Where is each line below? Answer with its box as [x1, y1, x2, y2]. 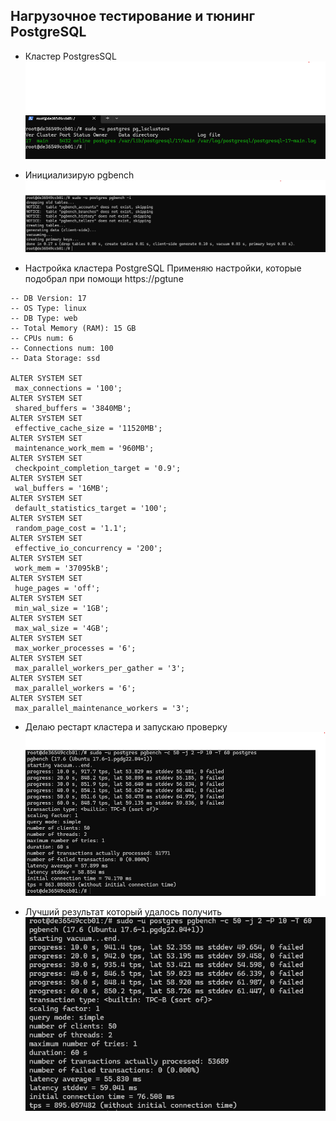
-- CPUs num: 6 [10, 333, 74, 343]
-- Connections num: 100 [10, 343, 114, 353]
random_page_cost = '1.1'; [14, 523, 128, 533]
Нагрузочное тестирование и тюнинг [10, 8, 256, 25]
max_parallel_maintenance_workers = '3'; [14, 703, 190, 713]
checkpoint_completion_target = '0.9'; [14, 463, 182, 473]
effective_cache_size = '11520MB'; [14, 423, 163, 433]
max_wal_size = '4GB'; [14, 623, 110, 633]
